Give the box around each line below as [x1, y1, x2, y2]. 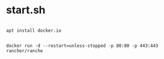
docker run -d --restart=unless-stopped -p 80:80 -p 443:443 [6, 43, 159, 49]
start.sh [6, 3, 46, 17]
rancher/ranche [6, 47, 43, 54]
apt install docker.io [6, 27, 61, 34]
